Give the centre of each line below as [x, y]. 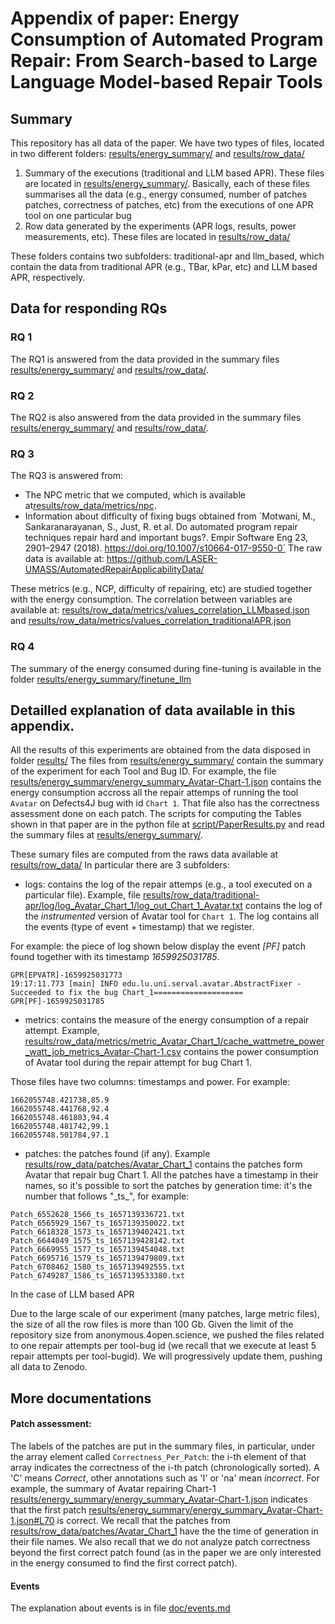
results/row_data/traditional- [201, 895]
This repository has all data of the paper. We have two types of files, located [167, 143]
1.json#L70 [32, 1520]
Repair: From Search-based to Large [164, 61]
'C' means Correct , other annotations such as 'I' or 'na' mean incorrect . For [165, 1478]
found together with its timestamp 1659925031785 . [115, 957]
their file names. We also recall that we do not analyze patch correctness [160, 1541]
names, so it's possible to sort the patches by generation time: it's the [168, 1186]
